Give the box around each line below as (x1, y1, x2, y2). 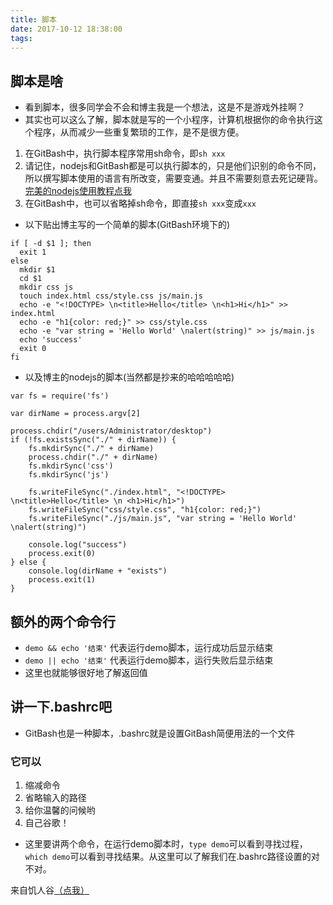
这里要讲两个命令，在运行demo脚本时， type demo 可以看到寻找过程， (24, 838, 308, 850)
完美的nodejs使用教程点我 (24, 185, 132, 197)
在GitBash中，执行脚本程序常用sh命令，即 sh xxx (24, 147, 226, 160)
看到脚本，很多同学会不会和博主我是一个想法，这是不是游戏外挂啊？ (24, 101, 306, 113)
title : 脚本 (10, 14, 57, 25)
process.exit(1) (28, 575, 97, 585)
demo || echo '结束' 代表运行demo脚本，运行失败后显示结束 (24, 654, 274, 666)
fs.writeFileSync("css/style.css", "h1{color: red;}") (28, 505, 262, 515)
